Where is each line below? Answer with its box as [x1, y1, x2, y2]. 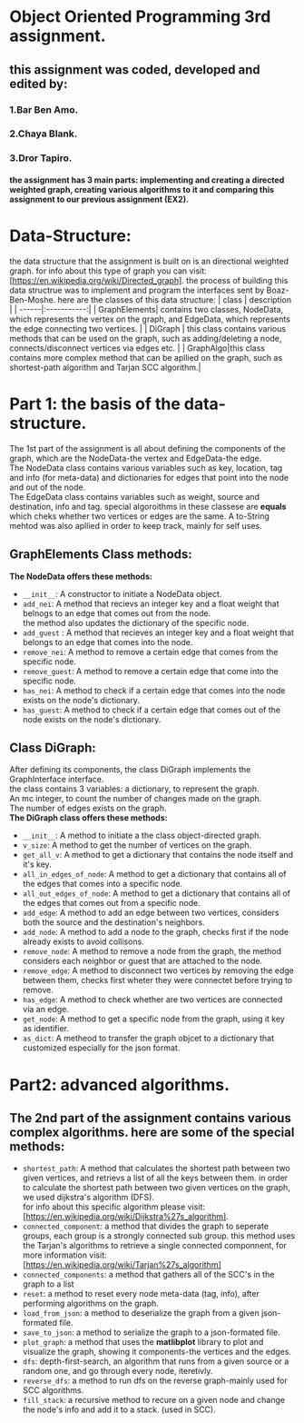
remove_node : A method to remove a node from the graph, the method [22, 946, 282, 957]
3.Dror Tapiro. [9, 152, 73, 164]
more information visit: [22, 1249, 107, 1260]
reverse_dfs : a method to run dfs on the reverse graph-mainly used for [22, 1375, 288, 1387]
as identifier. [22, 1023, 70, 1034]
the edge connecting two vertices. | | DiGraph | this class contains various [9, 323, 287, 333]
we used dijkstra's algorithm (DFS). [22, 1192, 154, 1203]
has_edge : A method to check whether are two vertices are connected [22, 994, 283, 1005]
